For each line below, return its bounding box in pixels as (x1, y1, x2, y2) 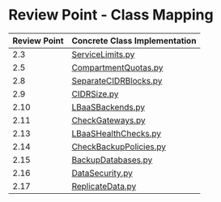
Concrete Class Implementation (71, 35, 197, 46)
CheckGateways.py (71, 114, 146, 126)
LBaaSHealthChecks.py (71, 127, 162, 139)
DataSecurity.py (71, 167, 134, 178)
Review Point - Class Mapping (8, 6, 214, 24)
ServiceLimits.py (71, 49, 135, 60)
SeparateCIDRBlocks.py (71, 75, 163, 86)
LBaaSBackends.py (71, 101, 146, 113)
